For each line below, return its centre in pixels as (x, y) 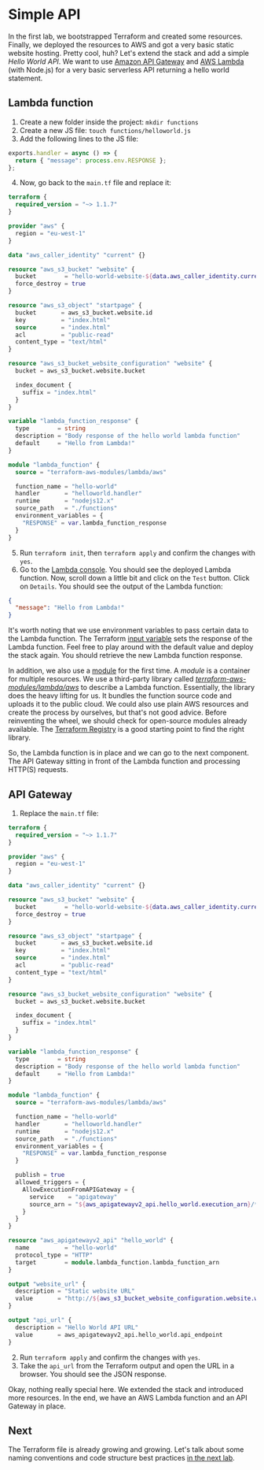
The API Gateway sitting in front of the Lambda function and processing (125, 761)
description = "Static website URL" (75, 1291)
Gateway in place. (37, 1406)
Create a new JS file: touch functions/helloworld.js (105, 130)
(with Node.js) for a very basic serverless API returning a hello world (119, 69)
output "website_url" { (47, 1284)
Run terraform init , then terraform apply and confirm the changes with (137, 552)
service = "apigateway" (73, 1197)
